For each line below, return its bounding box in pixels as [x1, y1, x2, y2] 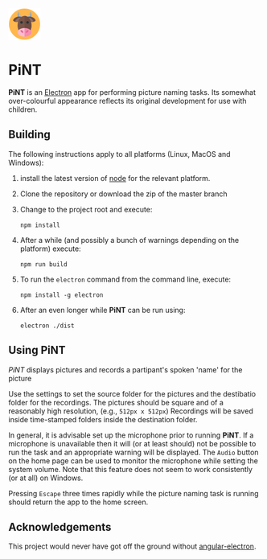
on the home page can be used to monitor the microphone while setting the [8, 455, 259, 466]
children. [8, 105, 38, 114]
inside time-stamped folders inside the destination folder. [8, 414, 198, 424]
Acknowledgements [8, 520, 112, 534]
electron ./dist [19, 322, 75, 330]
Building [8, 128, 51, 142]
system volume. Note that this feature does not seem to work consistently [8, 464, 253, 474]
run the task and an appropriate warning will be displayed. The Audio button [8, 447, 259, 457]
